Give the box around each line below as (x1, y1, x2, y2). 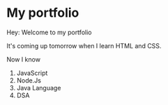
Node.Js (16, 76, 41, 85)
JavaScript (16, 69, 48, 77)
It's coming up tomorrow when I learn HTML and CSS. (6, 41, 162, 50)
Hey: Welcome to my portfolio (6, 28, 92, 36)
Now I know (6, 55, 41, 64)
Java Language (16, 83, 61, 92)
